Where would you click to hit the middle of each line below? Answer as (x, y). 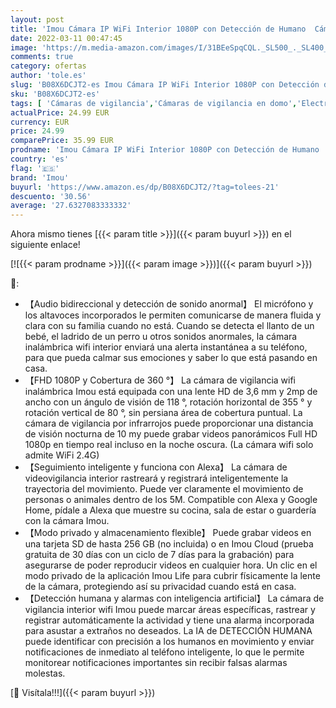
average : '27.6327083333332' (71, 206)
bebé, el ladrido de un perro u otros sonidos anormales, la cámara (161, 337)
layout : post (37, 19)
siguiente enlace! (45, 245)
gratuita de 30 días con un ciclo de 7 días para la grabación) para (159, 555)
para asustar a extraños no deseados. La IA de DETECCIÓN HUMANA (168, 631)
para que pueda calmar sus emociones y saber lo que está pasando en (171, 358)
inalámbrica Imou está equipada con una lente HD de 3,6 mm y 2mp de (171, 392)
